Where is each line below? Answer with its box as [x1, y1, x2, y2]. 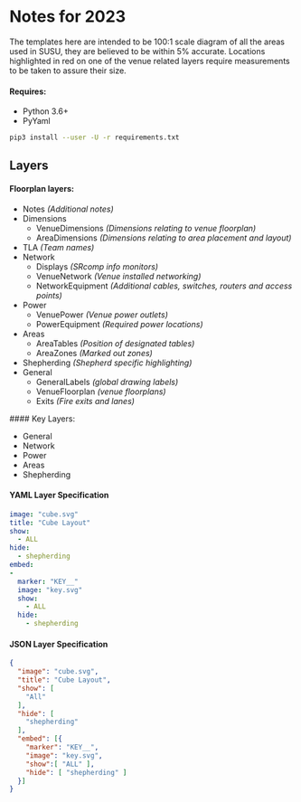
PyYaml [22, 116, 52, 127]
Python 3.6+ [22, 106, 70, 117]
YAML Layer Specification [9, 490, 109, 501]
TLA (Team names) [22, 241, 95, 252]
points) [35, 289, 63, 300]
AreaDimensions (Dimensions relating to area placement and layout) [35, 232, 292, 243]
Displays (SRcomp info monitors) [35, 260, 159, 272]
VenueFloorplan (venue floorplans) [35, 386, 166, 397]
